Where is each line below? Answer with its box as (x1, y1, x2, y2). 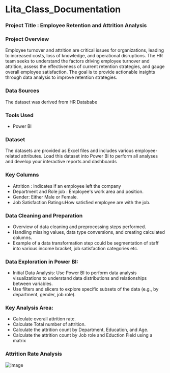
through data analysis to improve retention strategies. (5, 74, 118, 80)
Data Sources (5, 87, 40, 94)
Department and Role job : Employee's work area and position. (12, 188, 144, 194)
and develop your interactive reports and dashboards (5, 159, 117, 165)
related (5, 153, 20, 159)
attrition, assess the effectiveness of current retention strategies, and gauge (5, 63, 165, 70)
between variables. (12, 280, 53, 287)
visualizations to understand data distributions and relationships (12, 275, 147, 281)
